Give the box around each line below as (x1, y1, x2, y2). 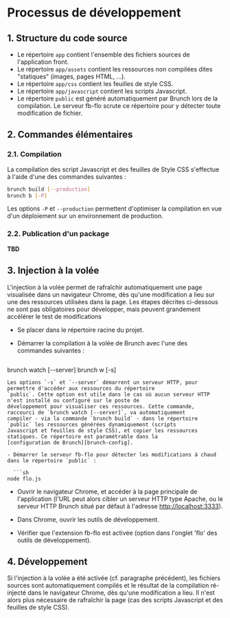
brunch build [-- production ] (7, 186, 91, 193)
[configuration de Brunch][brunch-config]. (7, 439, 134, 446)
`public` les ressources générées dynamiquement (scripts (7, 421, 176, 428)
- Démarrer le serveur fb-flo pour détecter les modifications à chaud (7, 451, 216, 458)
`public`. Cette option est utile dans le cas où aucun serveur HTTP (7, 391, 211, 398)
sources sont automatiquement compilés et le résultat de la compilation (7, 582, 209, 590)
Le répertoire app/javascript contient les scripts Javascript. (16, 87, 187, 95)
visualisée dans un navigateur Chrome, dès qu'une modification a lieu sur (7, 290, 215, 299)
